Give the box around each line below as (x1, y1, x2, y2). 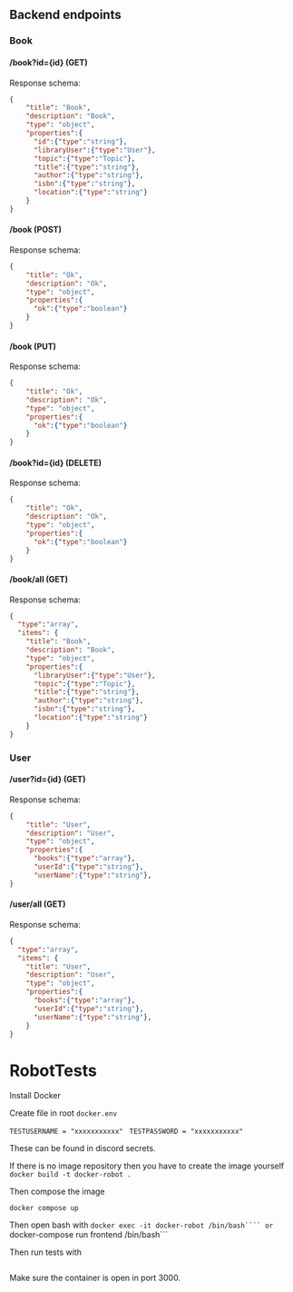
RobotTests (9, 1060, 97, 1080)
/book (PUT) (9, 341, 57, 352)
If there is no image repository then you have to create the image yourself (9, 1160, 285, 1171)
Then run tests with (9, 1247, 82, 1257)
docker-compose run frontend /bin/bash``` (9, 1229, 168, 1240)
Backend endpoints (9, 7, 122, 23)
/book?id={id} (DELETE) (9, 457, 103, 468)
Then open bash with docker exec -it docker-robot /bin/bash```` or (9, 1219, 274, 1230)
